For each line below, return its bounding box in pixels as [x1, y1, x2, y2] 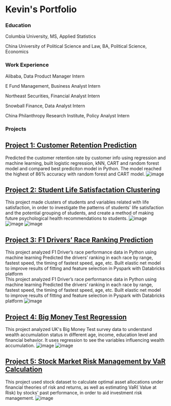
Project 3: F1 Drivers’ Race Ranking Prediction [5, 236, 154, 244]
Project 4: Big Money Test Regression [5, 313, 127, 321]
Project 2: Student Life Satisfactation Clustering [5, 185, 160, 194]
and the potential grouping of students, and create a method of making [5, 210, 154, 216]
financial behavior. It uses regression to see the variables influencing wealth [5, 337, 164, 343]
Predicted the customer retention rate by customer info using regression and [5, 155, 166, 161]
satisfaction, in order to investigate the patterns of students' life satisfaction [5, 205, 164, 211]
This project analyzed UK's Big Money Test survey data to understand [5, 326, 152, 332]
